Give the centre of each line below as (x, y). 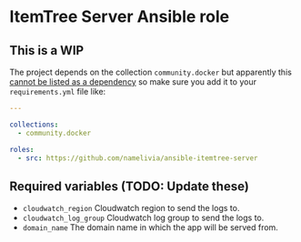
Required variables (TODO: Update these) (130, 186)
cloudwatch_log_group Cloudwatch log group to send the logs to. (143, 218)
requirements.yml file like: (58, 91)
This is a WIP (47, 50)
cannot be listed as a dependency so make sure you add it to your (133, 82)
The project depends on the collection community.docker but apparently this (151, 72)
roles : (22, 149)
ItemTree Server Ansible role (120, 17)
